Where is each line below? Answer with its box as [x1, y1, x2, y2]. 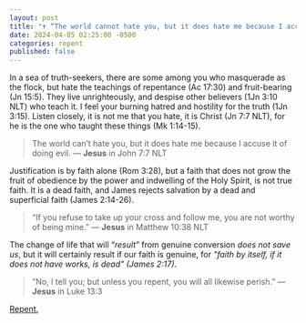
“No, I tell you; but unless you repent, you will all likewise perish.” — [31, 277, 286, 288]
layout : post [9, 13, 59, 23]
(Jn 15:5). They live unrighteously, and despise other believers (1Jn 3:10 [9, 92, 278, 103]
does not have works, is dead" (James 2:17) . [9, 258, 178, 269]
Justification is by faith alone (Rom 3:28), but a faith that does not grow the [9, 166, 291, 177]
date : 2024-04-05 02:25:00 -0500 [9, 30, 137, 39]
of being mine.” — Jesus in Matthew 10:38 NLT [31, 222, 209, 233]
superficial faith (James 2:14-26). [9, 195, 135, 206]
